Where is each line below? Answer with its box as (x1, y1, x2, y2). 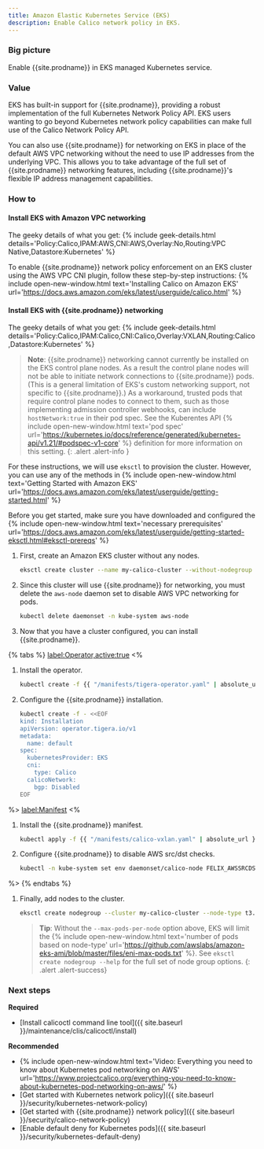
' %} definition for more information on (117, 438, 244, 448)
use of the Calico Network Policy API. (8, 125, 130, 134)
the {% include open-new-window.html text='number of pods (38, 932, 239, 941)
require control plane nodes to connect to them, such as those (27, 396, 229, 406)
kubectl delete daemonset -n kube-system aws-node (19, 613, 189, 621)
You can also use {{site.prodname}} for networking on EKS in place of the (8, 141, 247, 150)
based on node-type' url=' (38, 941, 125, 950)
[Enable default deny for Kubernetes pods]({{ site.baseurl (19, 1124, 206, 1133)
